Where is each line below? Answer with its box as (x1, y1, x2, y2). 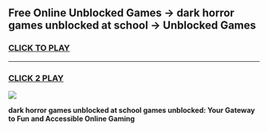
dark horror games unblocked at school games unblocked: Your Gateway (8, 105, 255, 114)
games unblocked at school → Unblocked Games (8, 19, 257, 33)
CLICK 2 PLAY (8, 72, 64, 83)
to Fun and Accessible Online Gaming (8, 114, 136, 123)
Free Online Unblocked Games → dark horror (8, 6, 235, 20)
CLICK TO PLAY (8, 43, 70, 54)
